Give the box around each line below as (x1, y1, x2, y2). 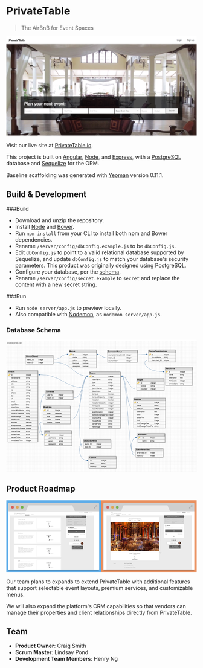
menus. (6, 591, 25, 598)
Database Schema (6, 326, 62, 334)
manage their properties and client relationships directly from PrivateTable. (6, 609, 192, 616)
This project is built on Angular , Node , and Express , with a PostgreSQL (6, 153, 182, 161)
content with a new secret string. (14, 281, 97, 288)
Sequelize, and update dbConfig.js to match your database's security (14, 255, 189, 263)
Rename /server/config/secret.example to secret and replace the (14, 275, 180, 282)
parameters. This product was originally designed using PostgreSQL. (14, 262, 187, 269)
